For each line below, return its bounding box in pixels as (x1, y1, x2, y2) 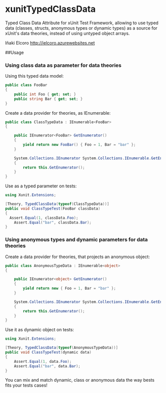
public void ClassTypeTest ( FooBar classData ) (5, 206, 100, 211)
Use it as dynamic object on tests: (5, 327, 74, 333)
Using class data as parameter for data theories (5, 62, 122, 69)
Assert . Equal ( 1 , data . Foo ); (14, 359, 72, 364)
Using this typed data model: (5, 73, 64, 79)
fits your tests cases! (5, 382, 48, 389)
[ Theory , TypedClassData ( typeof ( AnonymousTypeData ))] (5, 345, 119, 350)
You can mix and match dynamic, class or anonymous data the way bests (5, 377, 155, 383)
